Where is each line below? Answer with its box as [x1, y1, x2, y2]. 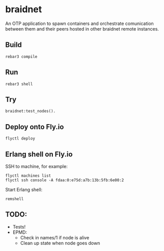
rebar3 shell [5, 81, 33, 87]
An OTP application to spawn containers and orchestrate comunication [5, 20, 154, 26]
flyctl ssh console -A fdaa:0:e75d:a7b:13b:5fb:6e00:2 [5, 178, 124, 183]
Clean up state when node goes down [20, 240, 100, 246]
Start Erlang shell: [5, 187, 43, 192]
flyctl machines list [5, 173, 51, 178]
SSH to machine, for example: [5, 163, 68, 169]
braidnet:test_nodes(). [5, 108, 56, 114]
